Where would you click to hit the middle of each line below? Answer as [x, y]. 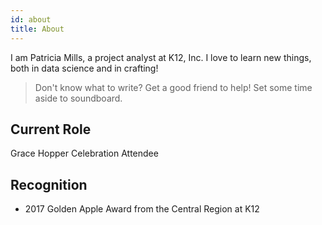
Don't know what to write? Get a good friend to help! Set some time [173, 87]
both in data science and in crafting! [84, 68]
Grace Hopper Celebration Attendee [84, 153]
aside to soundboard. [78, 98]
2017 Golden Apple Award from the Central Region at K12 [142, 209]
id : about [31, 19]
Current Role [51, 129]
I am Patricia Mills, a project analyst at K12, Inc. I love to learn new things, [161, 57]
